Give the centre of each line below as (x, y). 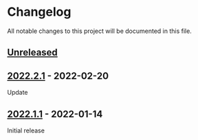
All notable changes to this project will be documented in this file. (100, 31)
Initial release (26, 130)
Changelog (39, 12)
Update (18, 93)
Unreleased (33, 52)
